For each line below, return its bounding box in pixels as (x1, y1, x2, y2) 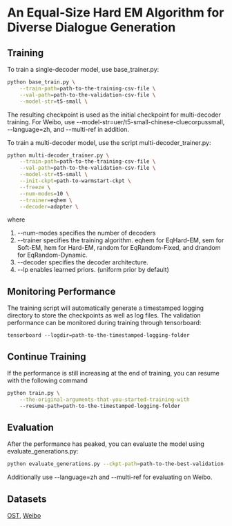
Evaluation (7, 422, 54, 434)
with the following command (7, 376, 88, 384)
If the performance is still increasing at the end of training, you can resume (7, 369, 220, 377)
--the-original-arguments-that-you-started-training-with (19, 396, 190, 403)
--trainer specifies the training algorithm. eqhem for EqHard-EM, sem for (17, 236, 224, 244)
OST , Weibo (7, 512, 41, 520)
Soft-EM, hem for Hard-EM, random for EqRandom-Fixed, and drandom (17, 244, 221, 252)
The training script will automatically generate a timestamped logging (7, 304, 204, 312)
